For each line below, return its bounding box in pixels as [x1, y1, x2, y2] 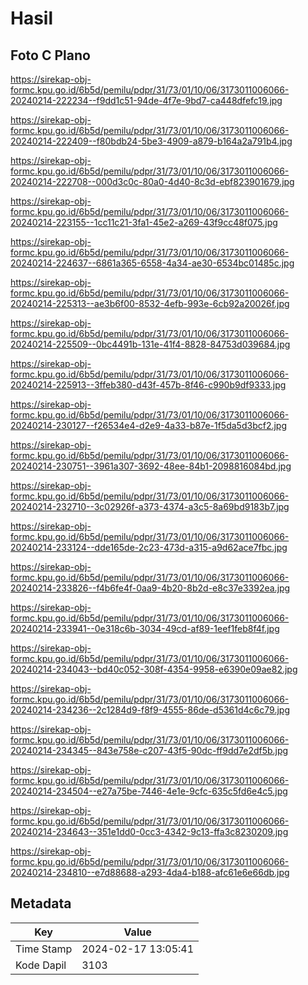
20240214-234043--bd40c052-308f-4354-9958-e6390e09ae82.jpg [10, 663, 298, 675]
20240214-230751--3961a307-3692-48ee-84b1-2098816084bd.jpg [10, 460, 292, 472]
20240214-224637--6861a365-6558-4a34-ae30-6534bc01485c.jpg [10, 257, 295, 269]
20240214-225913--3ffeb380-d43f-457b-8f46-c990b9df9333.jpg [10, 379, 287, 391]
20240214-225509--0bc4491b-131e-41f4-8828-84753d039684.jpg [10, 338, 291, 350]
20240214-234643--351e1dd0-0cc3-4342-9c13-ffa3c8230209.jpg [10, 826, 289, 837]
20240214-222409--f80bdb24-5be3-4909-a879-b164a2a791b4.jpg [10, 135, 293, 147]
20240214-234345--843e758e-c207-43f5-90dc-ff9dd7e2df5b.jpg [10, 745, 289, 756]
